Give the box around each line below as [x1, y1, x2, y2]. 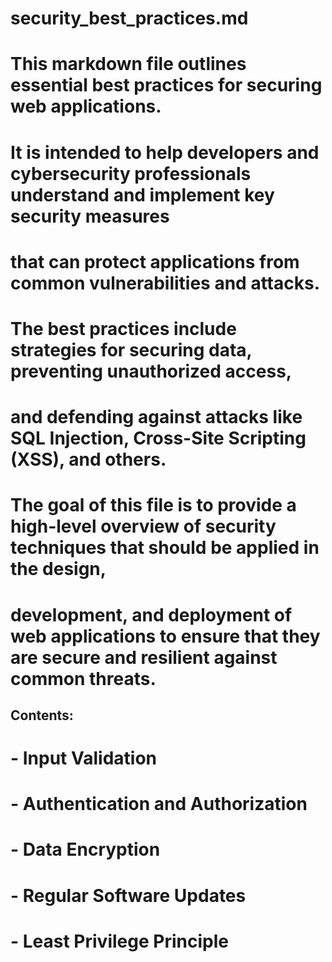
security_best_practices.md [10, 7, 249, 30]
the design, [10, 558, 107, 581]
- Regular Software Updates [10, 884, 247, 907]
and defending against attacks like [10, 406, 303, 429]
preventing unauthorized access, [10, 360, 293, 382]
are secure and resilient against [10, 646, 278, 669]
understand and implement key [10, 183, 275, 206]
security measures [10, 205, 170, 227]
